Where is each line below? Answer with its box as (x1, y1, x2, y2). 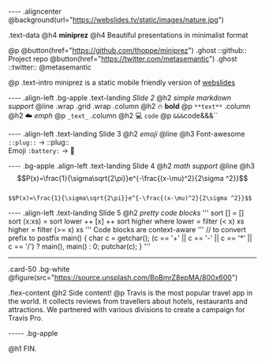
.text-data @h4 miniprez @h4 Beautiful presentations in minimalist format (8, 31, 248, 39)
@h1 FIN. (8, 344, 37, 353)
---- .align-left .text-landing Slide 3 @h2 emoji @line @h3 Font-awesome (8, 130, 246, 138)
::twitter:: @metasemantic (8, 62, 92, 72)
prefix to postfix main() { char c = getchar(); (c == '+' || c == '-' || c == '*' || (8, 233, 252, 243)
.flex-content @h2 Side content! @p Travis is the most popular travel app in (8, 288, 253, 297)
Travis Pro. (8, 314, 43, 322)
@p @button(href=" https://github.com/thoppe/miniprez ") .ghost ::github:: (8, 46, 247, 55)
